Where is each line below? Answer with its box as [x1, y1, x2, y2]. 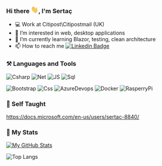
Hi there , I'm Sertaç [6, 7, 73, 15]
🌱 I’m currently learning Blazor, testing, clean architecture [14, 36, 156, 43]
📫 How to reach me [14, 42, 64, 50]
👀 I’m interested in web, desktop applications [14, 29, 125, 36]
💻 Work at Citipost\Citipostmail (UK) [14, 21, 105, 28]
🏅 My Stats [6, 128, 39, 136]
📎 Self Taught [6, 100, 46, 108]
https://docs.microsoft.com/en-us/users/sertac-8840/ [6, 113, 140, 120]
